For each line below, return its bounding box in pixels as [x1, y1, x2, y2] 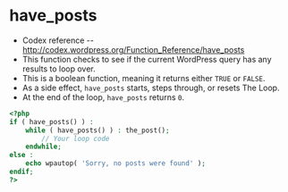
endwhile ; [25, 142, 63, 152]
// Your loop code [41, 134, 110, 143]
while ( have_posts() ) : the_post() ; [25, 126, 170, 135]
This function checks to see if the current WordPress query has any [21, 54, 272, 64]
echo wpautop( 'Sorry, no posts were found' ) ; [25, 159, 206, 168]
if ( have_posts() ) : [9, 117, 94, 126]
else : [9, 151, 34, 160]
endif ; [9, 167, 34, 177]
